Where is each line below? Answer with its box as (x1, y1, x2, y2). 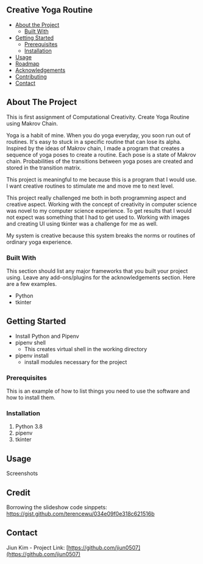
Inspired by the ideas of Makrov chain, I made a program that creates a (6, 145, 185, 152)
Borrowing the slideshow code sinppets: (6, 503, 108, 511)
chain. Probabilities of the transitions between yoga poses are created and (6, 157, 193, 165)
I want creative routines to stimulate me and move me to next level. (6, 182, 174, 190)
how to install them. (6, 394, 56, 401)
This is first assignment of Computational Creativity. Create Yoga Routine (6, 113, 190, 121)
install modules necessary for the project (24, 358, 127, 365)
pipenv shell (15, 338, 46, 346)
